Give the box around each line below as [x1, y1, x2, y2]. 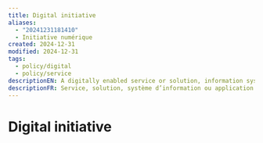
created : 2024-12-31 [8, 41, 76, 48]
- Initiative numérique [15, 33, 92, 41]
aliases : [8, 19, 37, 27]
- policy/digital [15, 63, 72, 70]
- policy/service [15, 70, 72, 77]
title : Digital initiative [8, 11, 96, 20]
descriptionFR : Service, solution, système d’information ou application [8, 84, 254, 92]
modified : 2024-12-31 [8, 48, 79, 55]
